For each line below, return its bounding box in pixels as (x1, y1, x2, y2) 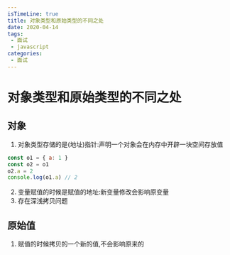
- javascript (10, 43, 50, 50)
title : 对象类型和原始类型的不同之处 (7, 17, 104, 24)
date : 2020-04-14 (7, 23, 59, 31)
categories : (7, 50, 43, 58)
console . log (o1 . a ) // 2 (7, 174, 78, 181)
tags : (7, 30, 23, 38)
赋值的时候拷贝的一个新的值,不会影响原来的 (17, 239, 144, 249)
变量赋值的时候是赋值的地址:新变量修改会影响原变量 (17, 188, 169, 196)
